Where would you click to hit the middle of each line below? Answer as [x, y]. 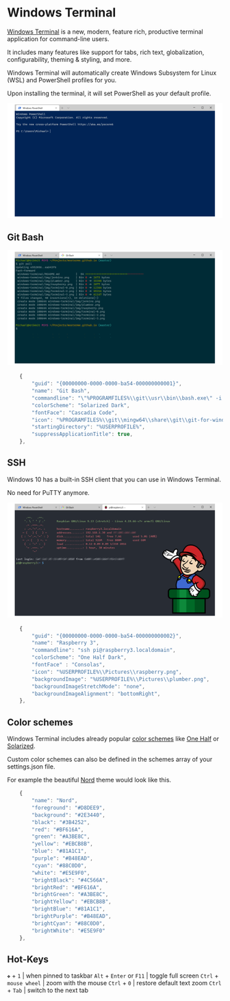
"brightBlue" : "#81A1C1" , [69, 909]
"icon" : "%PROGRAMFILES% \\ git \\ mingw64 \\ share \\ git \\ [110, 420]
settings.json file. [31, 767]
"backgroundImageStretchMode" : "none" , [89, 686]
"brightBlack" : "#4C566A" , [70, 880]
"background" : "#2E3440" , [69, 815]
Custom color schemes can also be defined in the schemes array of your [110, 760]
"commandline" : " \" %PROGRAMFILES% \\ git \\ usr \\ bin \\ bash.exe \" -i [127, 398]
